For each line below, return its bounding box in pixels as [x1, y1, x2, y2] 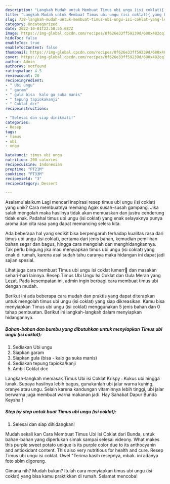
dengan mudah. [5, 283, 38, 289]
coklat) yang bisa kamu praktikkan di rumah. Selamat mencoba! [5, 473, 138, 479]
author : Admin [5, 59, 35, 64]
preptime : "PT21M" [5, 166, 44, 172]
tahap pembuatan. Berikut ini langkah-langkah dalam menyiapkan [5, 309, 142, 315]
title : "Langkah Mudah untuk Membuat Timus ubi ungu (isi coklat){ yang [5, 12, 162, 17]
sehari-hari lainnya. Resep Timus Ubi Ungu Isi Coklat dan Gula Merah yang [5, 273, 161, 279]
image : [5, 31, 19, 36]
